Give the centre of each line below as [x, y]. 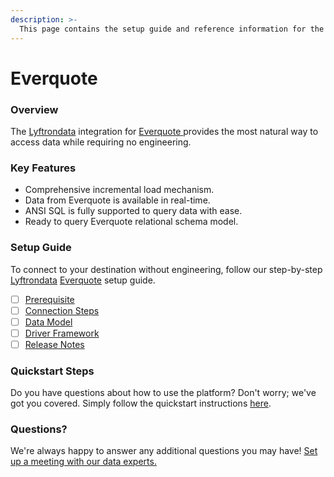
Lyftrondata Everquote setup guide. [83, 280]
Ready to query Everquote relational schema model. [131, 222]
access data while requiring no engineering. [101, 142]
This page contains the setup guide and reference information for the [172, 29]
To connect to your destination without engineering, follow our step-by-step [166, 269]
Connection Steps [62, 310]
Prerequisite [49, 299]
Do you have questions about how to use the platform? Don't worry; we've [163, 393]
